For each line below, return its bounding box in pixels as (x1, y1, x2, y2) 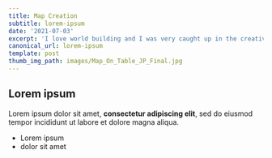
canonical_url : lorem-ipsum (8, 42, 104, 50)
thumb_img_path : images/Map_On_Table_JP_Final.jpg (8, 58, 183, 66)
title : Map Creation (8, 11, 79, 20)
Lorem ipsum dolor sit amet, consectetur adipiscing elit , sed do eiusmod (8, 109, 253, 118)
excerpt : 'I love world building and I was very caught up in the (8, 34, 237, 43)
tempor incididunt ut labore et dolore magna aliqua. (8, 117, 180, 126)
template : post (8, 49, 60, 58)
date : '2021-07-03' (8, 27, 74, 35)
